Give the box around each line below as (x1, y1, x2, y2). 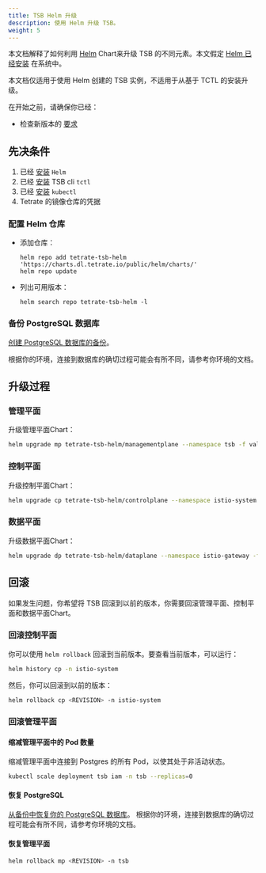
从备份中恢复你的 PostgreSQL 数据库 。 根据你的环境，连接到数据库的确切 (8, 809, 248, 819)
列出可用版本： (19, 283, 69, 292)
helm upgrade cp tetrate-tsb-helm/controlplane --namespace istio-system (8, 496, 257, 504)
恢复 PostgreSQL (8, 791, 65, 800)
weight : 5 (8, 26, 41, 34)
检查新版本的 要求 (19, 120, 78, 129)
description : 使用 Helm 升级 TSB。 (8, 19, 120, 27)
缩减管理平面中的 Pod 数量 (8, 738, 94, 747)
